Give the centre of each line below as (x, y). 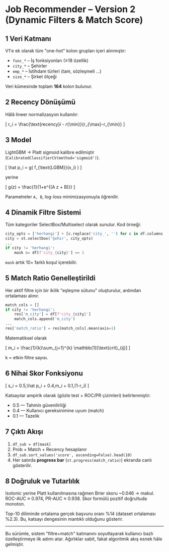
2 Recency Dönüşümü (40, 102)
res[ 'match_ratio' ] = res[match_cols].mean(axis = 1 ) (60, 328)
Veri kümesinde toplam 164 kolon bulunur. (49, 86)
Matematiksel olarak (26, 338)
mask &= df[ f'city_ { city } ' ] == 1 (49, 253)
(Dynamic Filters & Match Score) (74, 20)
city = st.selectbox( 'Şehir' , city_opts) (49, 239)
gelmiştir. (15, 544)
